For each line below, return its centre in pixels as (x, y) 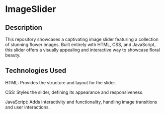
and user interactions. (28, 107)
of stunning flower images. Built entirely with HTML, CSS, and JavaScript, (80, 45)
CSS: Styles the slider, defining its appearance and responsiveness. (74, 92)
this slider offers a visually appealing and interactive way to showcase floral (82, 50)
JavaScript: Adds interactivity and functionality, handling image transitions (81, 102)
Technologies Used (36, 71)
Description (24, 28)
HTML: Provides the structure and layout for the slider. (61, 82)
